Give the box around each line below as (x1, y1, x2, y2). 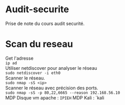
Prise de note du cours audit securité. (5, 20, 85, 27)
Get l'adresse (5, 55, 34, 61)
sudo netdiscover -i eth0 (5, 70, 60, 75)
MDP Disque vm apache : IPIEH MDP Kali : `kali (5, 94, 105, 100)
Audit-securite (5, 4, 69, 15)
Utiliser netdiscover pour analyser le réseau (5, 65, 97, 71)
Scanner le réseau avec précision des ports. (5, 85, 98, 91)
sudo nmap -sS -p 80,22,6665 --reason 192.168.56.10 (5, 90, 120, 95)
